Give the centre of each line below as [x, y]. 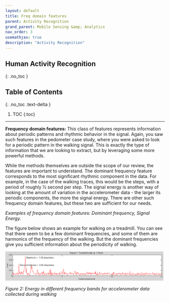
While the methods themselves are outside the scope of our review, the [79, 165]
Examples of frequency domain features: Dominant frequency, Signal [78, 213]
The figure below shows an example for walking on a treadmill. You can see [84, 228]
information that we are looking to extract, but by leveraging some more [80, 150]
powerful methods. [25, 156]
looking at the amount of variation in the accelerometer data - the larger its [83, 192]
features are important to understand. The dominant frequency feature [79, 171]
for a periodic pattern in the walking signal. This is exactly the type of [77, 145]
